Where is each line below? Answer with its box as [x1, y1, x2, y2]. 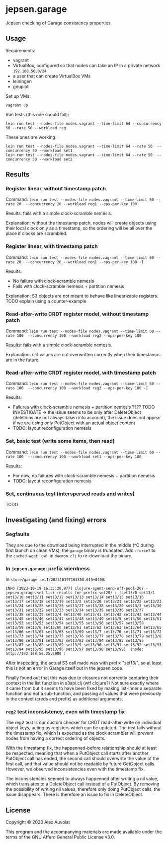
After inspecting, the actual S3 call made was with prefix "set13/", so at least [5, 660, 162, 666]
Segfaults [5, 531, 30, 537]
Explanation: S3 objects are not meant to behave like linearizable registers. [5, 293, 159, 299]
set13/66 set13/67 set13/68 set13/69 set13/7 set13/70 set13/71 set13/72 [5, 629, 162, 634]
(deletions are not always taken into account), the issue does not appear [12, 415, 161, 421]
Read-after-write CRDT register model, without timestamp [5, 310, 149, 317]
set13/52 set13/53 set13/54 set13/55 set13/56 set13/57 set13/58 [5, 620, 144, 625]
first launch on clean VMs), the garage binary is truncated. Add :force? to [5, 547, 156, 553]
